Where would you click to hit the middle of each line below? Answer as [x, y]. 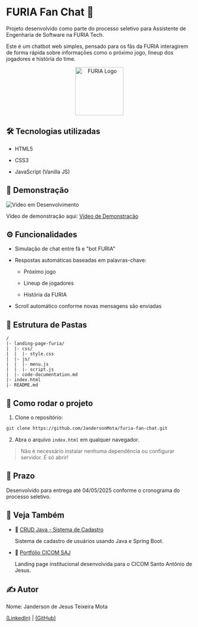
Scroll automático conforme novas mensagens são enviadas [88, 306]
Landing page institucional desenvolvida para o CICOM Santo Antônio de [103, 564]
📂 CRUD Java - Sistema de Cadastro [59, 529]
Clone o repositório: [39, 417]
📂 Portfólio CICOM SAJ [43, 552]
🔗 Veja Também [35, 515]
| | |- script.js [30, 369]
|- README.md [22, 385]
